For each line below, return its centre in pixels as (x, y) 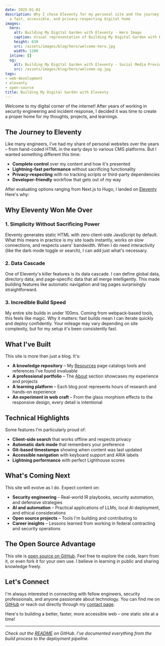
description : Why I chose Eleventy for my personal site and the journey (82, 14)
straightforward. (21, 290)
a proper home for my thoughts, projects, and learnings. (62, 117)
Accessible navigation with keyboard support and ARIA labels (75, 455)
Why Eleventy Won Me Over (49, 210)
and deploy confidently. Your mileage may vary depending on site (72, 324)
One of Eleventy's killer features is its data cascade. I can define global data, (82, 274)
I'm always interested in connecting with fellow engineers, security (73, 594)
